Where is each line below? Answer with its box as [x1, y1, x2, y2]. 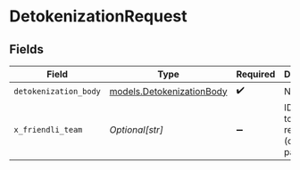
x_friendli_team [13, 125, 83, 134]
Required [236, 69, 276, 80]
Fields [9, 42, 45, 57]
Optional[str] [109, 124, 163, 135]
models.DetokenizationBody [109, 85, 228, 97]
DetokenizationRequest [9, 6, 187, 27]
